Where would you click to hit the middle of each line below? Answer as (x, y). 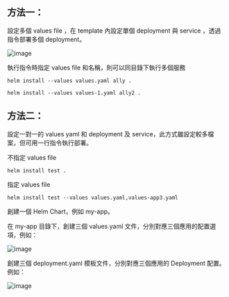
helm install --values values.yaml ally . (69, 81)
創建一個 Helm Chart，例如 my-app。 (61, 211)
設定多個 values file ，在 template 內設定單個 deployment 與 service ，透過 (114, 31)
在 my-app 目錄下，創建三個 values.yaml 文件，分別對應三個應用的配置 (109, 226)
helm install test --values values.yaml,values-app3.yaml (93, 198)
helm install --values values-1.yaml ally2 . (74, 93)
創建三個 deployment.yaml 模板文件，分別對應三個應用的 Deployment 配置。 (116, 263)
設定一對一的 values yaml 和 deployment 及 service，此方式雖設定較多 (108, 134)
